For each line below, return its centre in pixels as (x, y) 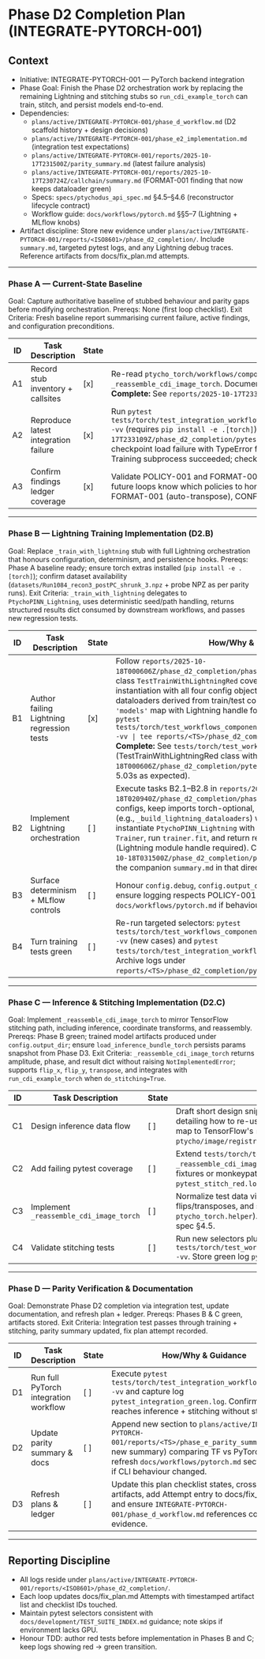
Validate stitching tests (73, 1247)
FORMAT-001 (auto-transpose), (172, 497)
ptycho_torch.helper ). (217, 1215)
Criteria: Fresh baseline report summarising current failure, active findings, (129, 318)
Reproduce (51, 421)
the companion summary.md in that (177, 867)
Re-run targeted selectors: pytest (178, 923)
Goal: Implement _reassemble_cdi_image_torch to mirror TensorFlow (118, 1019)
